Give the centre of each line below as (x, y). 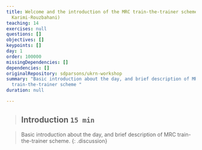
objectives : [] (25, 40)
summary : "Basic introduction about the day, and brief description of (98, 79)
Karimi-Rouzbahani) (36, 17)
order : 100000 (24, 57)
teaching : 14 (23, 23)
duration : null (25, 90)
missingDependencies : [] (37, 62)
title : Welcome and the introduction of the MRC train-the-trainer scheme (102, 12)
